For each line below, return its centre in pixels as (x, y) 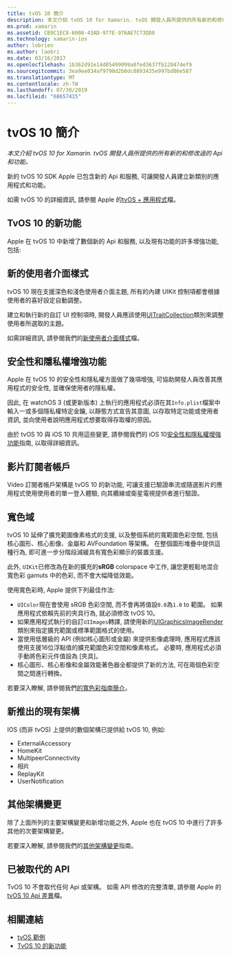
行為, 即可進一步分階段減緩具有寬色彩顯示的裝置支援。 (90, 552)
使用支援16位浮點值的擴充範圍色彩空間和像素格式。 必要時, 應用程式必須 (119, 648)
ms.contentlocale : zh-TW (43, 84)
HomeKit (30, 750)
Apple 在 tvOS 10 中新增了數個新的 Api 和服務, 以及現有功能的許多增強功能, (113, 241)
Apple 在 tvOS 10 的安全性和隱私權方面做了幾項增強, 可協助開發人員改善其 (112, 380)
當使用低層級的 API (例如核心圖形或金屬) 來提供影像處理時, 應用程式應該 (119, 639)
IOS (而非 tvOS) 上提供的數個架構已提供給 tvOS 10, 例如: (87, 729)
